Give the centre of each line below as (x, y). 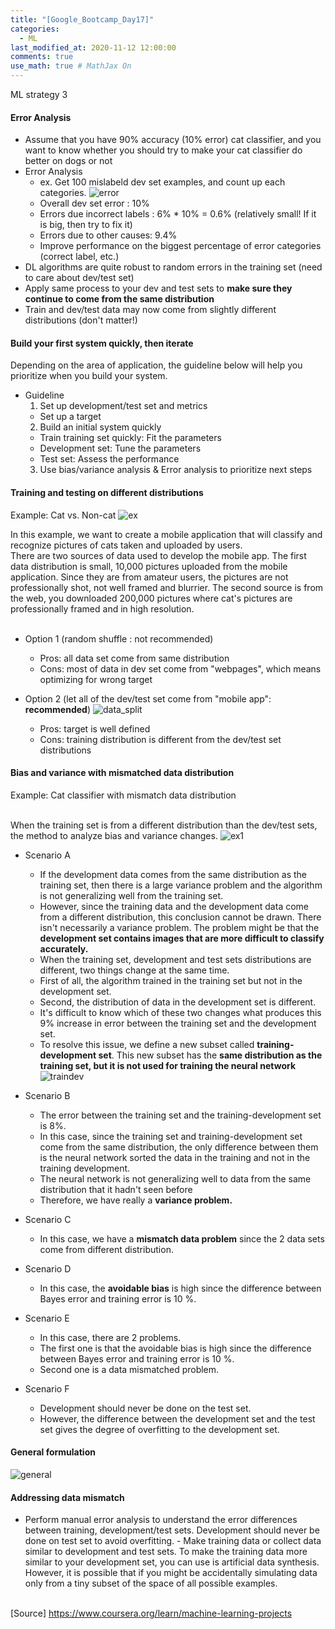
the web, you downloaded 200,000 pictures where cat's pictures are (151, 598)
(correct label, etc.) (79, 257)
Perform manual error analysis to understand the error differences (161, 1520)
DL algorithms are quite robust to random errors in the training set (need (173, 267)
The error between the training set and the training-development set (180, 1115)
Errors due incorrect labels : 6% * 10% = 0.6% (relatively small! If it (178, 214)
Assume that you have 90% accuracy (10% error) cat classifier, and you (173, 140)
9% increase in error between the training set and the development (178, 1023)
